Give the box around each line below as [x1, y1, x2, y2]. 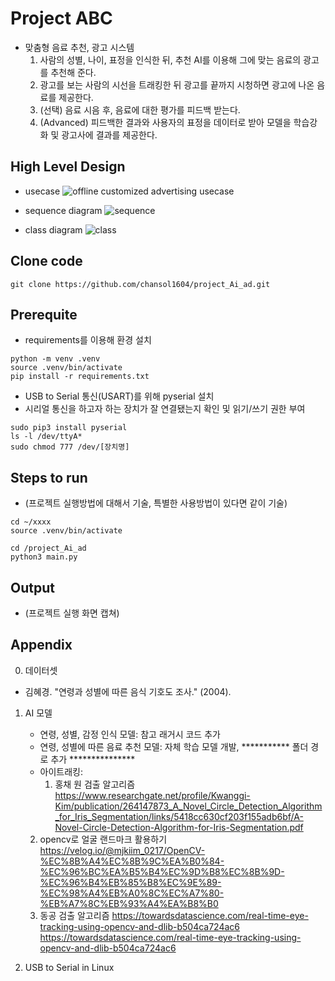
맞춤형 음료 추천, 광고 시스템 [24, 41, 135, 53]
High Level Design [10, 158, 126, 176]
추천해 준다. [50, 66, 97, 78]
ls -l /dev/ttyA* [10, 432, 83, 442]
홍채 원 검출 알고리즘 [54, 778, 136, 790]
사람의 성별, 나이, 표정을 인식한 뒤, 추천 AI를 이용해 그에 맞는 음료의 [39, 53, 302, 66]
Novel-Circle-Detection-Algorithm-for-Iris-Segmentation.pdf [54, 821, 304, 833]
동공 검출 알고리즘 [39, 909, 110, 921]
